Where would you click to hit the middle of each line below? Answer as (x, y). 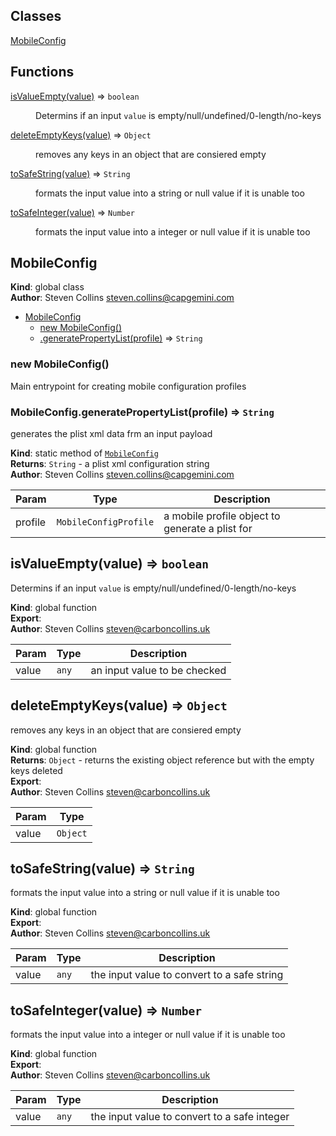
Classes (36, 16)
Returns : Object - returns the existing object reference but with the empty (162, 760)
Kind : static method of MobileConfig (84, 453)
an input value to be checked (158, 670)
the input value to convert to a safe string (187, 975)
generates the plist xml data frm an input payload (111, 434)
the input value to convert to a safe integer (190, 1117)
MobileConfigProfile (105, 522)
